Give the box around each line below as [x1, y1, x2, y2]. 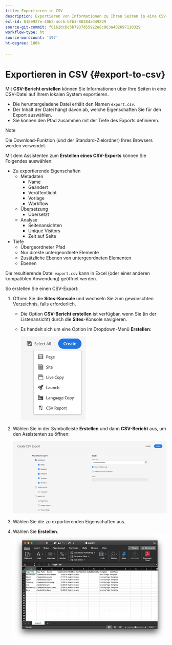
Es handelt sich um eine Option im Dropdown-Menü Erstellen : [20, 326, 152, 332]
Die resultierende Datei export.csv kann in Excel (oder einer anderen [5, 270, 150, 276]
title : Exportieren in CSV [5, 8, 63, 13]
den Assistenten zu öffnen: [12, 431, 70, 437]
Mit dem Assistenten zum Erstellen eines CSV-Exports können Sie [5, 152, 147, 159]
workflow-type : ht [5, 30, 45, 35]
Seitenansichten [28, 222, 62, 228]
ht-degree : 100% [5, 41, 40, 46]
